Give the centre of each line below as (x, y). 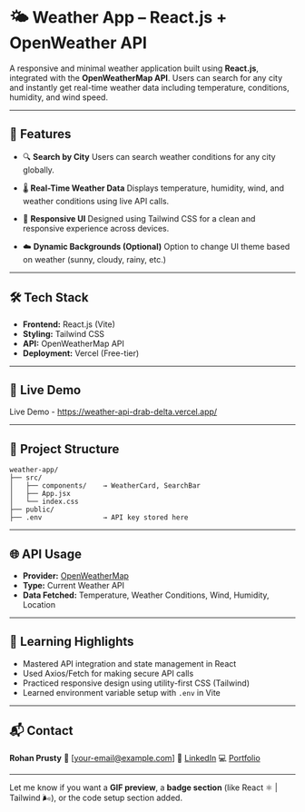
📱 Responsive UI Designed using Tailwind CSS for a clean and (139, 218)
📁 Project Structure (64, 449)
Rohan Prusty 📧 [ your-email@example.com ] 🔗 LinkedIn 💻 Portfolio (135, 758)
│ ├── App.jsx (40, 494)
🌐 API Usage (46, 554)
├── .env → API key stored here (99, 518)
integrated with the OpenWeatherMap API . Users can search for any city (146, 77)
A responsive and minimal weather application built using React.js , (134, 68)
